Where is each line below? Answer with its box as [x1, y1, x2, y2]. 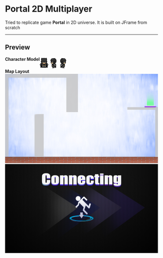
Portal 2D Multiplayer [5, 3, 93, 15]
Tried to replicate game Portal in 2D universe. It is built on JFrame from [5, 19, 147, 25]
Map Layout [5, 68, 30, 74]
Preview [5, 43, 31, 52]
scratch [5, 24, 20, 30]
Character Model [5, 56, 40, 62]
